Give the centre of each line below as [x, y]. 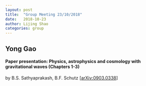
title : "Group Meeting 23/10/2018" [44, 14]
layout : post [19, 10]
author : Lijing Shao [27, 24]
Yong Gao [21, 49]
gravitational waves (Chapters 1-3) [42, 67]
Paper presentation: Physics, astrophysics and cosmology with [73, 61]
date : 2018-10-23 [26, 19]
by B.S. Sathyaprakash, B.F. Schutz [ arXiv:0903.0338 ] [62, 77]
